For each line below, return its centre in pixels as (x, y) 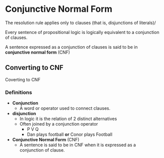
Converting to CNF (34, 68)
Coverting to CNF (23, 79)
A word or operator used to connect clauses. (65, 108)
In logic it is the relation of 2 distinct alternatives (68, 119)
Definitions (19, 92)
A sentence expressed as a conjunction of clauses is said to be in (71, 47)
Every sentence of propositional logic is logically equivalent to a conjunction (82, 32)
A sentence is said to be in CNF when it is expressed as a (78, 145)
